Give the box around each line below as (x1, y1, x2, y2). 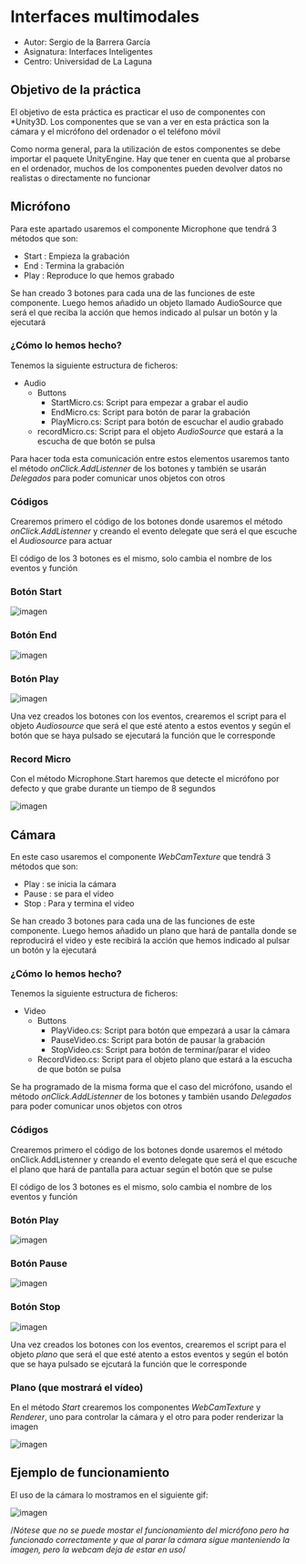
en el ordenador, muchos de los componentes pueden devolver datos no (10, 162, 283, 174)
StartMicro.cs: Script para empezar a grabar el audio (50, 396, 249, 407)
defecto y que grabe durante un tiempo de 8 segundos (10, 783, 217, 794)
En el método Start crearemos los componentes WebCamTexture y (10, 1401, 261, 1413)
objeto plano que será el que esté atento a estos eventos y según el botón (10, 1348, 289, 1359)
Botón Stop (10, 1301, 61, 1314)
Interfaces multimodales (10, 6, 199, 27)
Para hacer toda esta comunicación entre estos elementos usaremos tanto (10, 453, 290, 464)
